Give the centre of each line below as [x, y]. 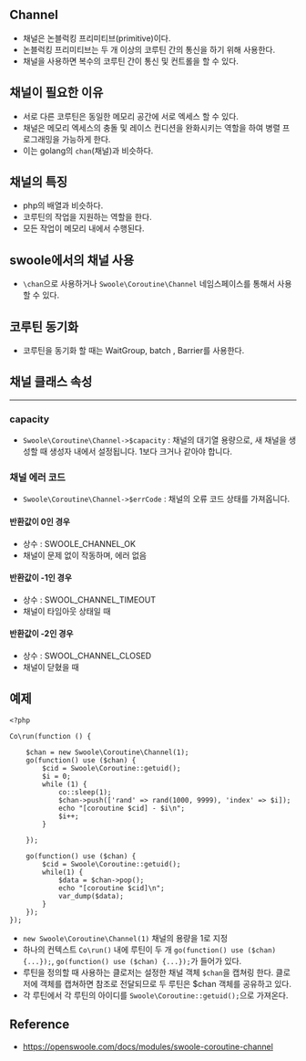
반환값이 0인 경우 [40, 522]
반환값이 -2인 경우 [41, 634]
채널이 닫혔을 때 [51, 667]
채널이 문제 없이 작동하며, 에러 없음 [85, 555]
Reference [40, 1025]
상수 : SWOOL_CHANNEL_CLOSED [87, 656]
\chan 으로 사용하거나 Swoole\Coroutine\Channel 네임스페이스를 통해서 [149, 284]
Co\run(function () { [51, 736]
